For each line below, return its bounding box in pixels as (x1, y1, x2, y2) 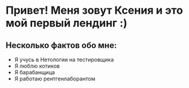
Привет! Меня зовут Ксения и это (5, 4, 184, 17)
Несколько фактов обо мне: (5, 40, 117, 50)
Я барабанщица (14, 69, 56, 75)
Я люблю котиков (14, 62, 60, 69)
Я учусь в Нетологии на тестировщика (14, 56, 114, 63)
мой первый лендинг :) (5, 16, 127, 30)
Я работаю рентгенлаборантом (14, 75, 96, 82)
